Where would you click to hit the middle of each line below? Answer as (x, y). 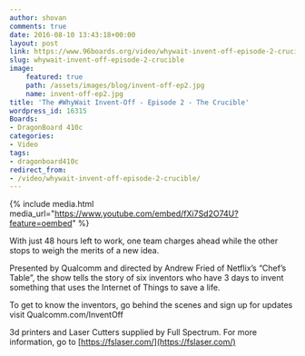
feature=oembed (41, 223)
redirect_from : (38, 170)
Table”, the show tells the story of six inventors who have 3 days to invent (147, 278)
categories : (32, 136)
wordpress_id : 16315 (49, 111)
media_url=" (32, 213)
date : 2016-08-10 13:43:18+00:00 (73, 35)
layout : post (34, 43)
